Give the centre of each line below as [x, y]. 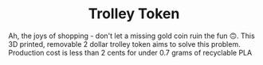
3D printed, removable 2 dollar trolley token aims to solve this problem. [124, 44]
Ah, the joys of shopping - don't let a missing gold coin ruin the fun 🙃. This [131, 36]
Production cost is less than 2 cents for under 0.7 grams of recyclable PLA [130, 52]
